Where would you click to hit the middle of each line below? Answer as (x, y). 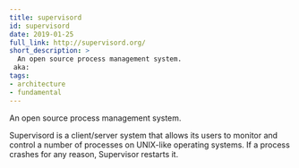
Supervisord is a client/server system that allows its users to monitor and (144, 135)
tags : (19, 76)
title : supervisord (46, 17)
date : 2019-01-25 (42, 34)
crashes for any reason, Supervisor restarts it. (94, 154)
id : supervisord (39, 26)
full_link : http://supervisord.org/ (77, 42)
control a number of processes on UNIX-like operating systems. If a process (150, 145)
